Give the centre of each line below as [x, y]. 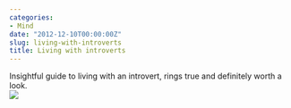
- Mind [21, 26]
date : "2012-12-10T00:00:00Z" [66, 34]
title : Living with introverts [68, 51]
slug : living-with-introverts [66, 42]
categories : [31, 17]
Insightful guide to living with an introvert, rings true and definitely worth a [145, 76]
